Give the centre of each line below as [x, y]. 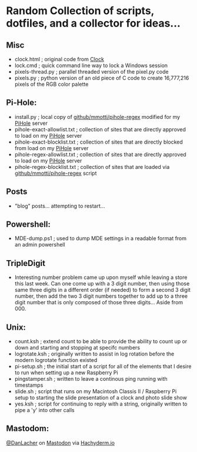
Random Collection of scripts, [80, 11]
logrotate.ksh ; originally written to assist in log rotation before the [94, 354]
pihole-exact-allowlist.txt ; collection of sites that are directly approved [100, 129]
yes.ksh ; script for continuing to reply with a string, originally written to [101, 404]
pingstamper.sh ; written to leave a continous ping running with [91, 379]
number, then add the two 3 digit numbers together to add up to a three [101, 296]
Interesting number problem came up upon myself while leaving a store [101, 277]
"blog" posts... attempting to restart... [60, 206]
